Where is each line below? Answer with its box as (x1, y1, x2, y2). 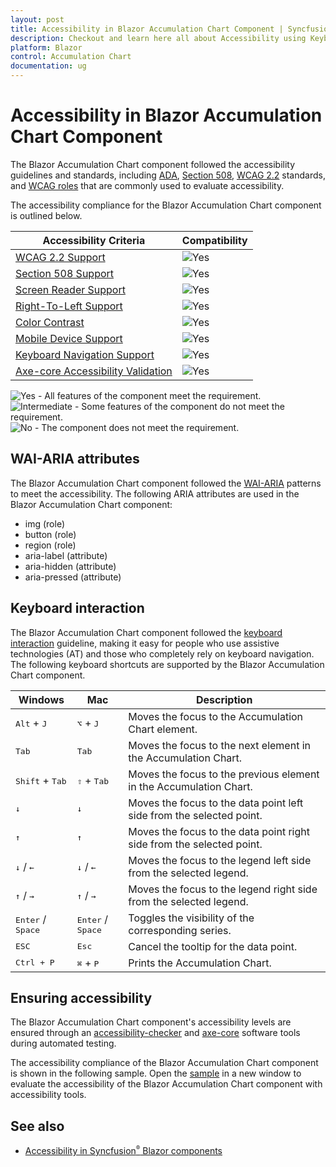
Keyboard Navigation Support (15, 347, 155, 361)
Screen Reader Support (15, 282, 126, 296)
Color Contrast (15, 315, 85, 329)
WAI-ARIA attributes (10, 451, 140, 468)
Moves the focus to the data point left (128, 796, 304, 810)
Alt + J (15, 716, 48, 730)
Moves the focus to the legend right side (128, 882, 318, 896)
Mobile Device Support (15, 331, 123, 345)
